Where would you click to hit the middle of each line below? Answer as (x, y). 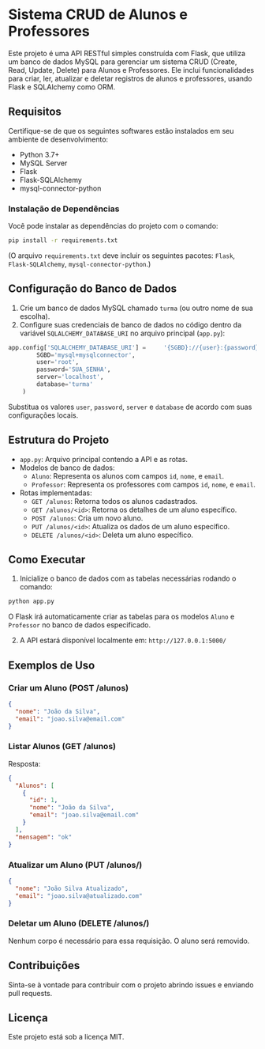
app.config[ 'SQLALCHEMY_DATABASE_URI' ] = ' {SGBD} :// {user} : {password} (134, 347)
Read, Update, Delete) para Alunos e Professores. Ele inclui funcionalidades (131, 70)
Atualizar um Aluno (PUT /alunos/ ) (75, 865)
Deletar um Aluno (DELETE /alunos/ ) (79, 923)
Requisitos (35, 112)
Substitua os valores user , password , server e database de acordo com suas (130, 407)
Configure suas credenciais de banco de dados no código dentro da (131, 324)
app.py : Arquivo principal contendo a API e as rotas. (103, 459)
